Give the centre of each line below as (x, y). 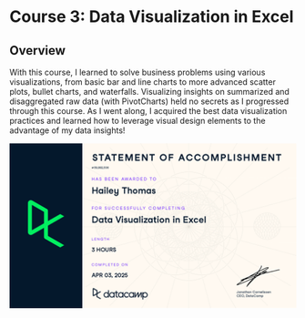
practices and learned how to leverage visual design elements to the (137, 121)
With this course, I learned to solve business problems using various (137, 72)
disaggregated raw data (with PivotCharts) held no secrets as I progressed (149, 101)
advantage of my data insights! (67, 130)
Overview (38, 51)
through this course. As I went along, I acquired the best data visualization (148, 111)
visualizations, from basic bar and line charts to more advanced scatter (142, 82)
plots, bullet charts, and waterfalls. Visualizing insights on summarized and (149, 92)
